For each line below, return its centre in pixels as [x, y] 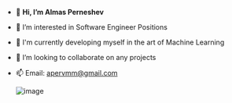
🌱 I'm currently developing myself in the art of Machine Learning [120, 42]
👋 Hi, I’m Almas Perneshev [60, 12]
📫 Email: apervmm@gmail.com [66, 73]
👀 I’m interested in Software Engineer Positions [91, 27]
